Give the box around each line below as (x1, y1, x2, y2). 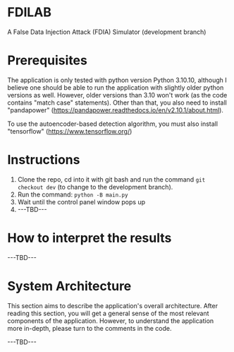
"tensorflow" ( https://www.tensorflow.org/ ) (7, 127, 133, 135)
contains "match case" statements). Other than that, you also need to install (7, 98, 227, 107)
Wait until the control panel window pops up (17, 197, 146, 206)
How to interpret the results (7, 230, 172, 246)
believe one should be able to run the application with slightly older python (7, 83, 224, 92)
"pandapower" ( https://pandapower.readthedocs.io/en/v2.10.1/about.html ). (7, 105, 224, 114)
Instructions (7, 152, 80, 168)
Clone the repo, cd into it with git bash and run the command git (17, 175, 206, 184)
